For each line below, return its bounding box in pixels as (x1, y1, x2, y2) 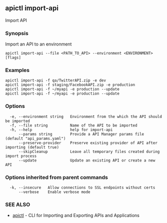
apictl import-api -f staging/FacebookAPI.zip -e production (5, 82, 135, 87)
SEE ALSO (5, 201, 30, 208)
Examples (5, 67, 30, 74)
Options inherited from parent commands (5, 173, 108, 180)
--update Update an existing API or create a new (18, 157, 155, 163)
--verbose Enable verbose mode (18, 189, 91, 194)
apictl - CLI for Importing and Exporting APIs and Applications (12, 212, 140, 218)
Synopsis (5, 29, 28, 36)
